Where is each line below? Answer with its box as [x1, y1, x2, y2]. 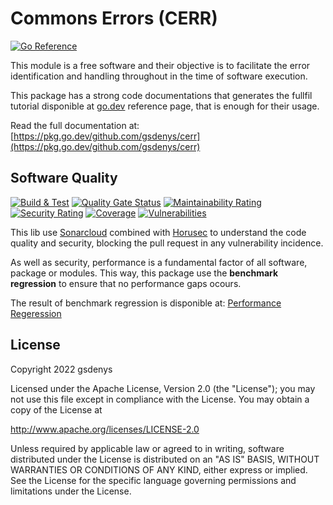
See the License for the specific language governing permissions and [10, 474, 297, 486]
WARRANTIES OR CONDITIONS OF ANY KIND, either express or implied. [10, 463, 308, 476]
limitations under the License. [10, 485, 132, 497]
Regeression [10, 307, 62, 319]
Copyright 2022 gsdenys [10, 363, 113, 375]
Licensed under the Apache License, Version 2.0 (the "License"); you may [10, 382, 316, 394]
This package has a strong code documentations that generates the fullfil [10, 89, 313, 101]
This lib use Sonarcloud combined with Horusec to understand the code [10, 226, 307, 238]
